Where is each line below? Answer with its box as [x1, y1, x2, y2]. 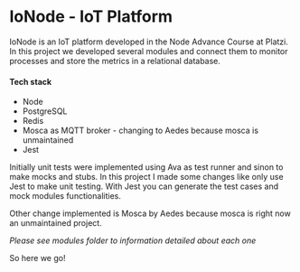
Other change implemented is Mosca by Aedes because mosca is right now [9, 208, 291, 219]
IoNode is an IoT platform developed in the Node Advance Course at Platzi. [9, 36, 289, 47]
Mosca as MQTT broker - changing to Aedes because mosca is [22, 125, 259, 136]
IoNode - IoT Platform [9, 6, 173, 27]
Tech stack [9, 76, 52, 87]
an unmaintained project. [9, 218, 102, 229]
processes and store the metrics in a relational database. [9, 55, 221, 66]
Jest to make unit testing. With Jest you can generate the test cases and [9, 181, 279, 192]
